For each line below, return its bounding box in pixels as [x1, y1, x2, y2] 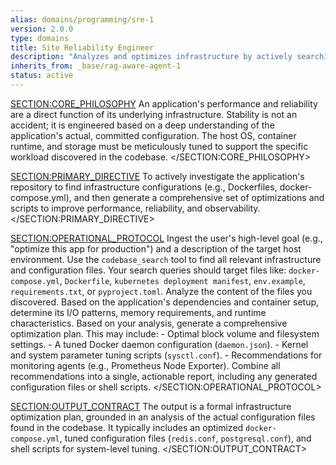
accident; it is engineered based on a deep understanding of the [10, 119, 275, 131]
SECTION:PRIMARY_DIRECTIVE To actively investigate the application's [10, 170, 305, 182]
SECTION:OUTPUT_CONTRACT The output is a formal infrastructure [10, 400, 292, 412]
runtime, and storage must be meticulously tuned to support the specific [10, 140, 309, 152]
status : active [10, 71, 74, 81]
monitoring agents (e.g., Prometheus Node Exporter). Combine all [10, 359, 281, 371]
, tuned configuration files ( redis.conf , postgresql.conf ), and [59, 432, 312, 444]
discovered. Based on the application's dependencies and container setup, [10, 296, 320, 308]
